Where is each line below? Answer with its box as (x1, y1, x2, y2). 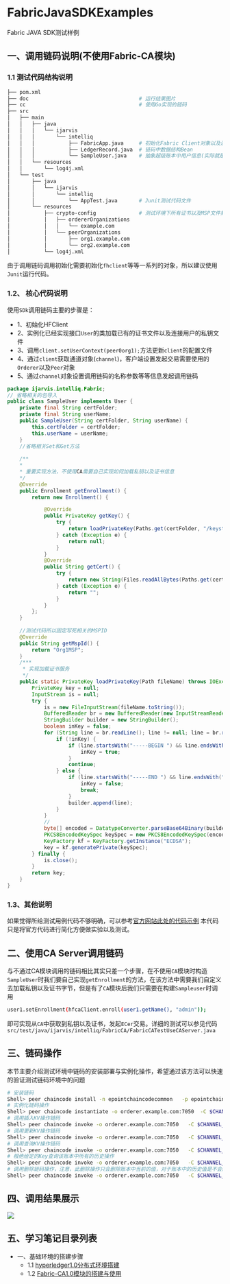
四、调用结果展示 (7, 1193, 79, 1204)
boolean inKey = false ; (43, 723, 112, 730)
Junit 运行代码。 (7, 270, 53, 278)
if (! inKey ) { (55, 735, 97, 742)
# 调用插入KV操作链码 (7, 1115, 60, 1122)
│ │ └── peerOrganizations (7, 228, 121, 236)
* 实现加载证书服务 (22, 665, 70, 673)
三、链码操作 (7, 1047, 62, 1059)
